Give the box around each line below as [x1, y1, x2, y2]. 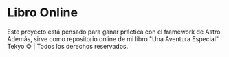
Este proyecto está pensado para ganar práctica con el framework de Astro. [7, 27, 222, 36]
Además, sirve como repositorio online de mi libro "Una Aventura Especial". [7, 34, 220, 43]
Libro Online [7, 5, 78, 21]
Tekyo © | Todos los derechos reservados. [7, 42, 129, 50]
